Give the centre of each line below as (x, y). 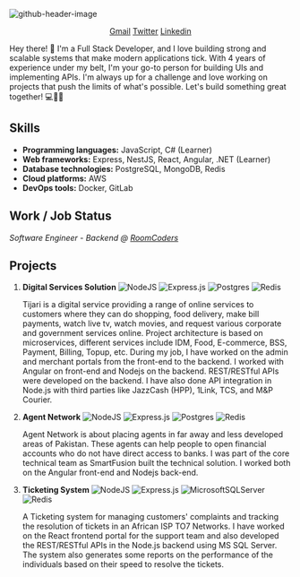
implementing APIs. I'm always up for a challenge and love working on (139, 77)
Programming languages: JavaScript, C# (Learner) (117, 150)
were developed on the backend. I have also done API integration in (147, 381)
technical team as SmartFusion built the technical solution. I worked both (156, 463)
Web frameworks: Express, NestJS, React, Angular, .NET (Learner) (146, 159)
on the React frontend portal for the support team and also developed (150, 536)
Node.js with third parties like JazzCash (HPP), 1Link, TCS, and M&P (147, 391)
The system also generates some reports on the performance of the (147, 555)
